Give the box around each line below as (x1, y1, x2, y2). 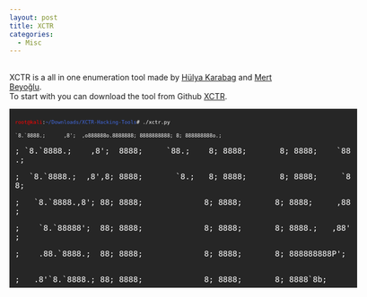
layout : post (9, 13, 58, 22)
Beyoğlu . (9, 81, 42, 92)
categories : (9, 30, 54, 38)
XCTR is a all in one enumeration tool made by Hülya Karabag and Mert (9, 72, 272, 83)
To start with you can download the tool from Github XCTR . (9, 91, 228, 102)
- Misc (17, 38, 42, 47)
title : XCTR (9, 21, 54, 30)
